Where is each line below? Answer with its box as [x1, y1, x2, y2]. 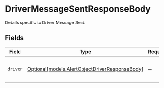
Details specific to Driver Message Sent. [5, 20, 86, 25]
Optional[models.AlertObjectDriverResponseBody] [27, 66, 143, 72]
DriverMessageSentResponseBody [5, 3, 151, 15]
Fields [5, 34, 24, 42]
